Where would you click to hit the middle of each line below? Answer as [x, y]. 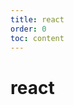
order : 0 [28, 29]
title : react [37, 19]
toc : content [37, 38]
